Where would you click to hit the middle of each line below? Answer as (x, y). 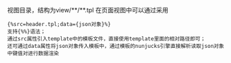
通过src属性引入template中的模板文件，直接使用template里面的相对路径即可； (106, 39)
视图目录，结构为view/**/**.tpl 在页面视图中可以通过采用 (88, 10)
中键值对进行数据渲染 (33, 53)
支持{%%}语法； (27, 32)
